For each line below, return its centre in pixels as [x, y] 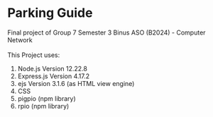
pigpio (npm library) [47, 98]
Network [20, 39]
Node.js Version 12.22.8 [52, 68]
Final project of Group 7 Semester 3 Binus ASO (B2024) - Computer [106, 32]
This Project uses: [34, 55]
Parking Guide [50, 13]
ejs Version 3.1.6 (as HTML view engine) [76, 83]
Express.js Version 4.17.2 [54, 76]
